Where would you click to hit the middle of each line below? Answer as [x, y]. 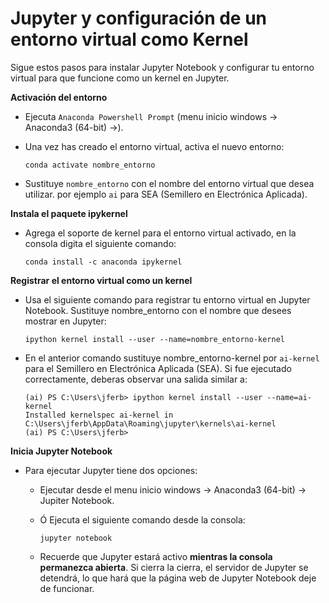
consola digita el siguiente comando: [100, 243]
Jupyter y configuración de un [139, 18]
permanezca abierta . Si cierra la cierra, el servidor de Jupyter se [174, 567]
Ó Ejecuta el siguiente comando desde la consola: [142, 519]
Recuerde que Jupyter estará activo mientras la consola [156, 556]
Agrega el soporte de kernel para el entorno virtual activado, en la [160, 233]
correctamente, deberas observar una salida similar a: [136, 379]
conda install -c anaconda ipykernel [103, 262]
